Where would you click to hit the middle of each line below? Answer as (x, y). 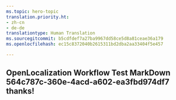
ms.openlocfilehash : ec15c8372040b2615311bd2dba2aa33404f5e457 (85, 44)
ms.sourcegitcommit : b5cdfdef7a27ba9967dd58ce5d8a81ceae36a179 (85, 39)
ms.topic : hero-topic (32, 11)
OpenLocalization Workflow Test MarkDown (88, 73)
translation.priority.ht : (37, 17)
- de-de (15, 28)
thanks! (20, 91)
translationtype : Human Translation (51, 33)
